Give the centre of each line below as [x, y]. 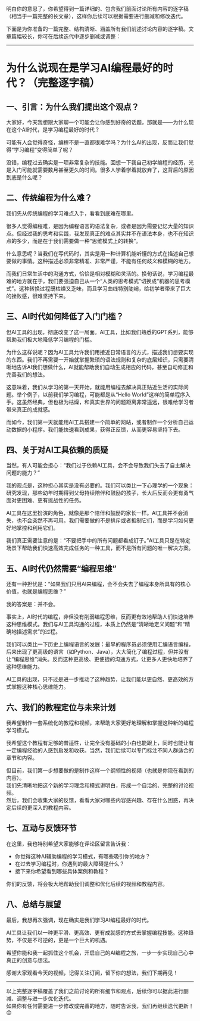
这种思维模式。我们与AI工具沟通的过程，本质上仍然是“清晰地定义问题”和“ [96, 625]
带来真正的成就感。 [30, 409]
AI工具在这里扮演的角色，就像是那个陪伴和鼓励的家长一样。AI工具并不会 [95, 513]
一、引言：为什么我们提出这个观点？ [73, 107]
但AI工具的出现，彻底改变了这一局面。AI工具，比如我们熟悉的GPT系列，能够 [100, 332]
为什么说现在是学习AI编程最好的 [85, 68]
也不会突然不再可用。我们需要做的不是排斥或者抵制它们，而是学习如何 [102, 520]
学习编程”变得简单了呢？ [44, 150]
